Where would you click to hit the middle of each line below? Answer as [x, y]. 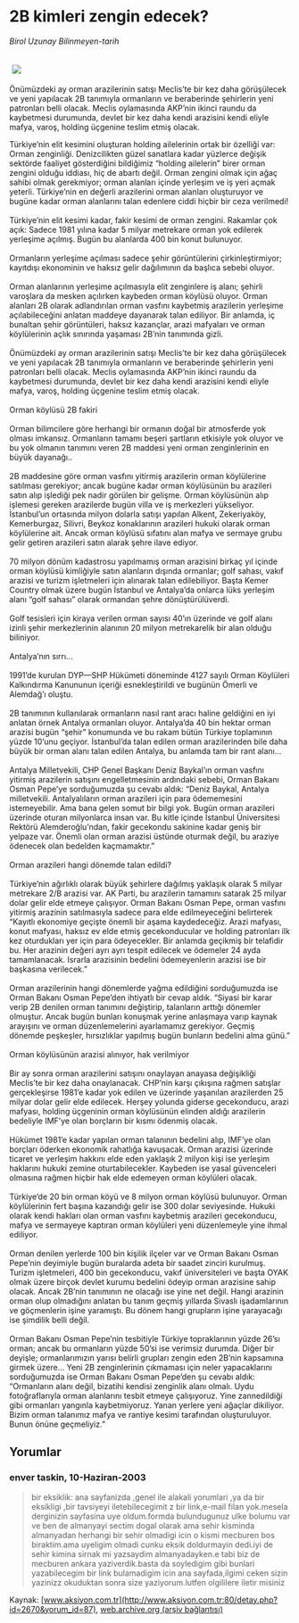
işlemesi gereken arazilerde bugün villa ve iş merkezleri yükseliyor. [132, 504]
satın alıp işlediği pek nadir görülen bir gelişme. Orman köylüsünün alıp [139, 495]
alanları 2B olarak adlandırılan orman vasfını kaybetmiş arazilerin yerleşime [146, 305]
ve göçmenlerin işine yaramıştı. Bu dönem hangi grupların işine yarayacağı [146, 1310]
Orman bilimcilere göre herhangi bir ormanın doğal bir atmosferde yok [137, 428]
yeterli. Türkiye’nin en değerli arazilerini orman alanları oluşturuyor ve [136, 191]
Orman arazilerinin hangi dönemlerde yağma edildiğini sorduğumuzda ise [144, 988]
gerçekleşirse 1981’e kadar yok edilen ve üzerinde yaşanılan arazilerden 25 [146, 1092]
